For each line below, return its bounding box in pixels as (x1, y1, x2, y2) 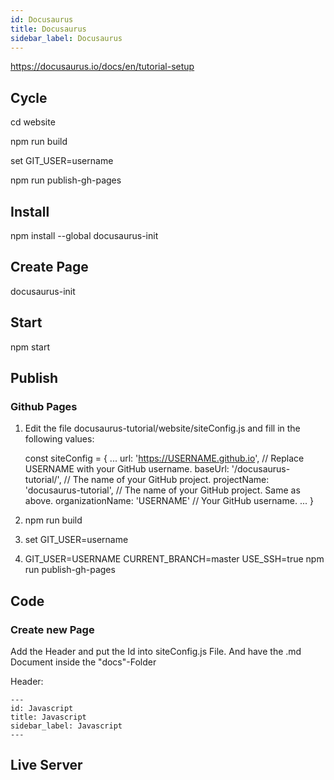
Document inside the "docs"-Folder (10, 656, 157, 668)
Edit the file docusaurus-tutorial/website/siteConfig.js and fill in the (24, 422, 301, 435)
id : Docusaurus (10, 14, 74, 25)
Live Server (10, 757, 83, 774)
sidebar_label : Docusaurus (10, 33, 123, 43)
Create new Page (10, 622, 95, 636)
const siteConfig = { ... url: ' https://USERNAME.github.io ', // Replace (24, 452, 305, 465)
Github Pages (10, 399, 78, 413)
